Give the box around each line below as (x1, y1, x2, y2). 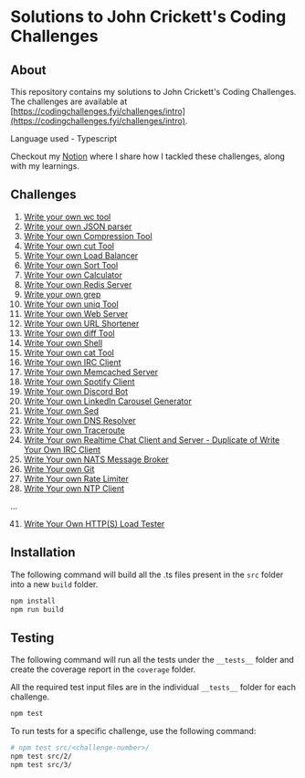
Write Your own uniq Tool (23, 299, 120, 310)
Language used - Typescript (10, 133, 118, 143)
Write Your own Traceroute (23, 425, 126, 436)
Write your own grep (23, 289, 101, 300)
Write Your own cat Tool (23, 347, 115, 358)
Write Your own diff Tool (23, 327, 115, 339)
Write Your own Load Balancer (23, 249, 139, 261)
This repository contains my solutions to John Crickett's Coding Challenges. (10, 87, 297, 97)
